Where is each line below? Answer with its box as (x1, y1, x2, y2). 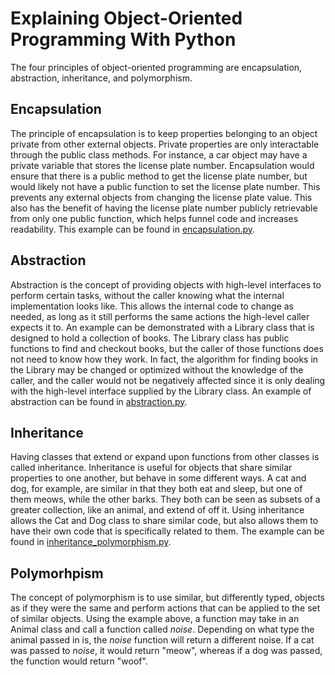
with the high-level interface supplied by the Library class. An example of (10, 385, 312, 397)
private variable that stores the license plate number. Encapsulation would (10, 159, 315, 171)
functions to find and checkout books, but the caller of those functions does (10, 342, 324, 354)
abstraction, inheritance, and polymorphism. (10, 72, 193, 84)
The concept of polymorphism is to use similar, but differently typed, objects (10, 592, 325, 604)
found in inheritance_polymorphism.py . (10, 536, 172, 548)
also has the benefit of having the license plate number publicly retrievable (10, 202, 318, 214)
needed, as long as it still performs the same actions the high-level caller (10, 310, 310, 322)
